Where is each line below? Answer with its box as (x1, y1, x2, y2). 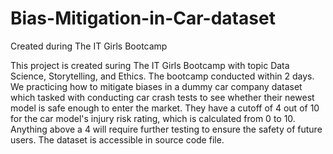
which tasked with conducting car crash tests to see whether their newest (10, 91, 315, 103)
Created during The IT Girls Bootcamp (10, 40, 168, 52)
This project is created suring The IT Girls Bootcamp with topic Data (10, 59, 290, 71)
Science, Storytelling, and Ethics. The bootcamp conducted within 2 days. (10, 70, 315, 82)
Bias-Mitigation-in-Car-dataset (10, 7, 276, 30)
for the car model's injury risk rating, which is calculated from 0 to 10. (10, 112, 296, 124)
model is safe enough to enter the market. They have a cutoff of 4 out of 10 (10, 102, 320, 114)
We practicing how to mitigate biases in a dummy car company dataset (10, 80, 303, 92)
